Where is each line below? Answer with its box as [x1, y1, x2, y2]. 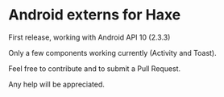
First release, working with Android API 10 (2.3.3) [8, 32, 171, 42]
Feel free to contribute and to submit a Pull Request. [8, 63, 181, 74]
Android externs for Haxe [8, 6, 181, 24]
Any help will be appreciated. [8, 79, 105, 89]
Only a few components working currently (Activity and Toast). [8, 48, 217, 57]
